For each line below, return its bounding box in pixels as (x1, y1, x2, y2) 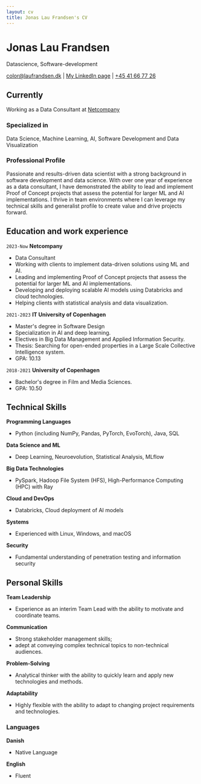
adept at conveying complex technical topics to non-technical (14, 642, 169, 649)
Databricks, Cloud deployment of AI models (14, 507, 124, 514)
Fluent (14, 772, 31, 779)
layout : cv (6, 8, 34, 15)
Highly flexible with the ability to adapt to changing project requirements (14, 702, 195, 709)
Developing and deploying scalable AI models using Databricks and (14, 286, 183, 294)
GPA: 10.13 (14, 355, 41, 362)
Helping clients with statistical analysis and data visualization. (14, 299, 168, 306)
